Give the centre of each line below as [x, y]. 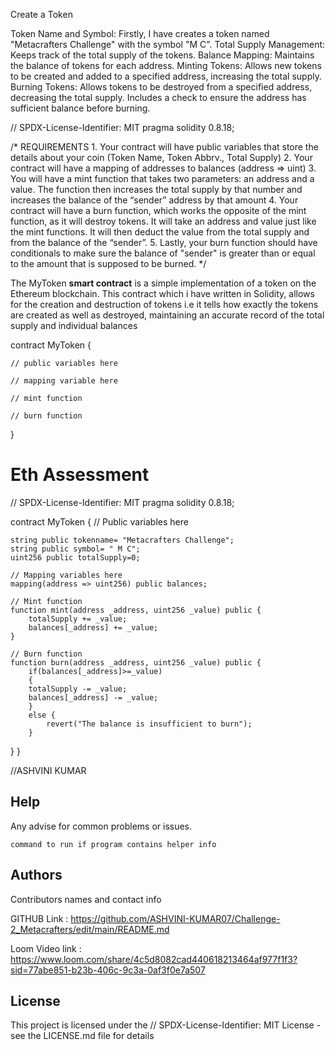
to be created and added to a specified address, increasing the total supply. [166, 76]
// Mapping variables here [66, 575]
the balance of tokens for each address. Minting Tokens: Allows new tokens [166, 65]
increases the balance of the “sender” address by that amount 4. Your [154, 200]
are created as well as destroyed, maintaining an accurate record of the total [167, 315]
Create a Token [41, 14]
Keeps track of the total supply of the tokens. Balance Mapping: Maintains [162, 55]
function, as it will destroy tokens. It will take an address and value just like [163, 221]
